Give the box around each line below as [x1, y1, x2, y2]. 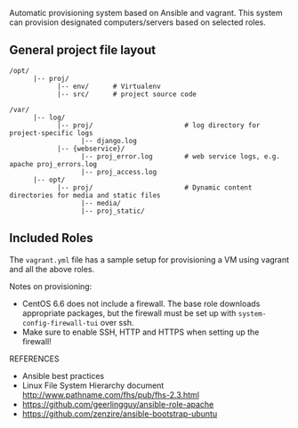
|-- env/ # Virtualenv [56, 82, 162, 91]
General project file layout [9, 43, 157, 58]
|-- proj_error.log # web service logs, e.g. [80, 151, 280, 161]
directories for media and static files [9, 190, 162, 199]
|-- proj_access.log [80, 167, 157, 176]
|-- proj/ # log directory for [56, 120, 261, 130]
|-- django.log [80, 136, 138, 145]
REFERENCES [9, 353, 60, 364]
